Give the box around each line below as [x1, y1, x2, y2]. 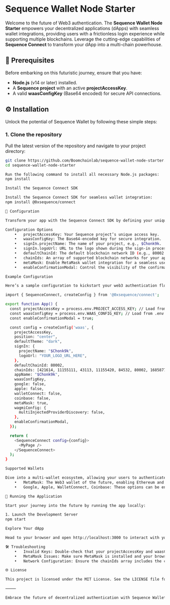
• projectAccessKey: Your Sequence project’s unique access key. [14, 232, 159, 237]
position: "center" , [14, 334, 58, 339]
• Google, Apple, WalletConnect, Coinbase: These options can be [14, 485, 159, 490]
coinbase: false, [14, 396, 51, 401]
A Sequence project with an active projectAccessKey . [12, 85, 127, 91]
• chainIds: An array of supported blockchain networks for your [14, 255, 159, 261]
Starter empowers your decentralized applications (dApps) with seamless [5, 25, 159, 31]
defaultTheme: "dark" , [14, 339, 62, 344]
